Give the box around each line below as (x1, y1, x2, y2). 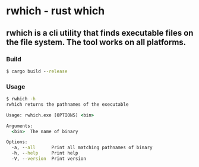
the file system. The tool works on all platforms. (6, 37, 187, 47)
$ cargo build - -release (6, 68, 68, 74)
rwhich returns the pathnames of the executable (6, 101, 129, 108)
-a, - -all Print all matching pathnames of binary (11, 144, 153, 151)
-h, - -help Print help (11, 150, 78, 156)
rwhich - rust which (6, 4, 105, 18)
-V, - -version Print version (11, 156, 86, 162)
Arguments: (6, 123, 33, 129)
